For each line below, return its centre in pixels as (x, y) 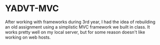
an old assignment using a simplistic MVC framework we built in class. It (78, 27)
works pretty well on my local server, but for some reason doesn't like (75, 32)
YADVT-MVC (32, 8)
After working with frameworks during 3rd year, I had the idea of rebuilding (80, 22)
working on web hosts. (28, 37)
